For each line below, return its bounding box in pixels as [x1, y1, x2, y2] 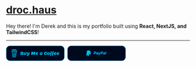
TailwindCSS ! [6, 28, 39, 35]
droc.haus [6, 3, 57, 17]
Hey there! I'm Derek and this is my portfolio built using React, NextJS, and [6, 23, 187, 29]
